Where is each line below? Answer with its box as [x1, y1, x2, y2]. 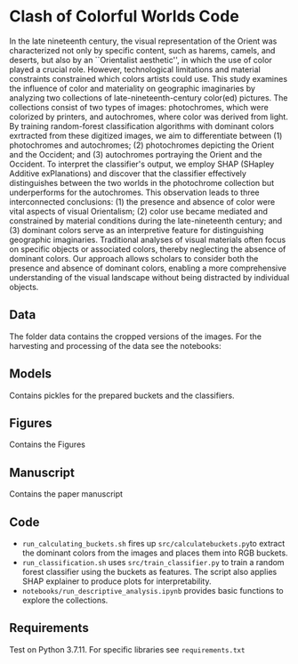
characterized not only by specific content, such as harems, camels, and [9, 45, 276, 55]
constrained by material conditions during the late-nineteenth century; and [9, 215, 283, 226]
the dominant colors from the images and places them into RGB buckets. [21, 547, 288, 558]
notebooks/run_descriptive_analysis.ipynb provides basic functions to [21, 586, 284, 595]
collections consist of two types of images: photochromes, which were [9, 101, 269, 112]
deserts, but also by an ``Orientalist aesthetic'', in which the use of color [9, 54, 273, 65]
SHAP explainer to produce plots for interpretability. [21, 576, 212, 587]
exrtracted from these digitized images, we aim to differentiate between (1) [9, 130, 283, 141]
